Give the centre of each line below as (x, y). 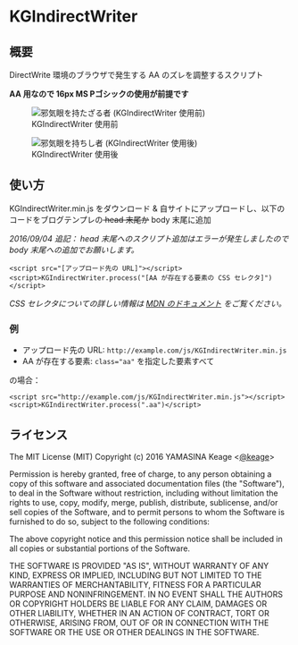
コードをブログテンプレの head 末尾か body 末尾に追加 (110, 219)
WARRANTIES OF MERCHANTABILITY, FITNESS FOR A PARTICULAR (135, 584)
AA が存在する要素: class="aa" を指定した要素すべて (118, 361)
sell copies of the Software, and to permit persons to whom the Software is (147, 512)
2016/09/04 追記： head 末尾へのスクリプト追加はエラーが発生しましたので (149, 238)
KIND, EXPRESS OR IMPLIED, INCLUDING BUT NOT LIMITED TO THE (136, 575)
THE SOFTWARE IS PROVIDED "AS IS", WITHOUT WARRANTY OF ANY (139, 565)
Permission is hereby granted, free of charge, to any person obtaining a (141, 474)
